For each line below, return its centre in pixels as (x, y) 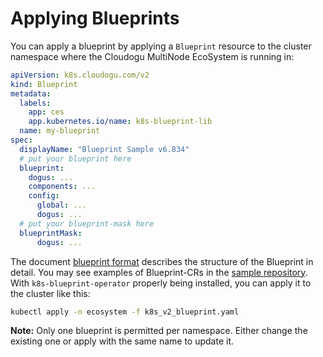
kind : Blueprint (44, 84)
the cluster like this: (50, 293)
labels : (35, 103)
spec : (21, 140)
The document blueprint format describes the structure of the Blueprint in (162, 261)
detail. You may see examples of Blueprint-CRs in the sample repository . (159, 272)
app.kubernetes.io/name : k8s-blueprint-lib (120, 122)
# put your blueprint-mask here (87, 223)
